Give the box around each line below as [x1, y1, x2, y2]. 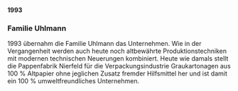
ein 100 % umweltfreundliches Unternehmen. [7, 76, 140, 85]
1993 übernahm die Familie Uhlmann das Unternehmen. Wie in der [7, 39, 202, 47]
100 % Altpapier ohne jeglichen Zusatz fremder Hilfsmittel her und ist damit [7, 69, 227, 78]
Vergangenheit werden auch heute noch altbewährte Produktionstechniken [7, 47, 227, 55]
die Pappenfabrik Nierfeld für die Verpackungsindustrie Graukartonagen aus [7, 61, 231, 70]
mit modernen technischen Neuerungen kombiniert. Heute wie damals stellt [7, 54, 229, 63]
